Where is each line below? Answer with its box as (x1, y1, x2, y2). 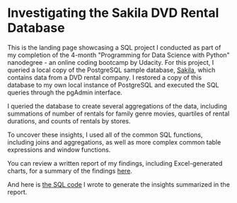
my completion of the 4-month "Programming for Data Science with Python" (7, 51, 230, 59)
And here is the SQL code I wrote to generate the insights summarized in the (7, 180, 230, 188)
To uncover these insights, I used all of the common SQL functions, (7, 130, 203, 139)
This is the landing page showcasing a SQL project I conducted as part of (7, 43, 221, 51)
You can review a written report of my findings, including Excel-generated (7, 159, 223, 167)
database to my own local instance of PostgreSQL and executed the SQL (7, 80, 219, 89)
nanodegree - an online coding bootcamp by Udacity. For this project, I (7, 58, 214, 66)
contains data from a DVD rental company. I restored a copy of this (7, 73, 202, 82)
